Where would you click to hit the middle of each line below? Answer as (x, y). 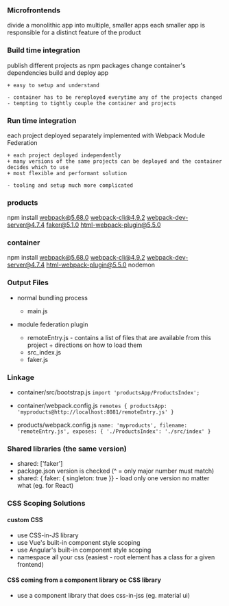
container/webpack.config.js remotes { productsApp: (92, 406)
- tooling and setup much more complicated (70, 185)
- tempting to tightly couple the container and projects (92, 103)
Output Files (28, 282)
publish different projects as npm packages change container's (97, 65)
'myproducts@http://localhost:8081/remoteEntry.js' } (95, 412)
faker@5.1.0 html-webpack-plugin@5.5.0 (104, 225)
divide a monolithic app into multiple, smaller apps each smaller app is (106, 25)
